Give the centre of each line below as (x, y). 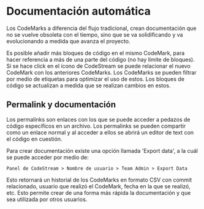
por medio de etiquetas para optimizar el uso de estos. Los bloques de (96, 79)
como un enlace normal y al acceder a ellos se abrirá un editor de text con (100, 132)
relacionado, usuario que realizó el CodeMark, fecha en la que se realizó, (99, 186)
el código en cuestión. (34, 139)
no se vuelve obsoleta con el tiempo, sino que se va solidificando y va (95, 34)
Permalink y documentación (61, 105)
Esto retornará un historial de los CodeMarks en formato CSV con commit (99, 180)
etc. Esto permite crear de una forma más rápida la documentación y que (99, 193)
